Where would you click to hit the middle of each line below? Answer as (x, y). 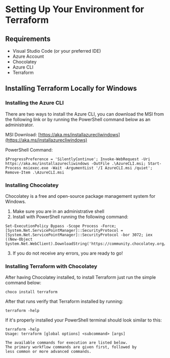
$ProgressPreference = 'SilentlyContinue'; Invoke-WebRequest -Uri (78, 159)
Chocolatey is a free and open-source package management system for (80, 196)
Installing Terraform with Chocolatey (51, 266)
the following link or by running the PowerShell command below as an (78, 119)
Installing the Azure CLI (35, 103)
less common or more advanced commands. (49, 352)
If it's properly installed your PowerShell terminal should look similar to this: (83, 320)
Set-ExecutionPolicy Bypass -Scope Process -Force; (61, 226)
